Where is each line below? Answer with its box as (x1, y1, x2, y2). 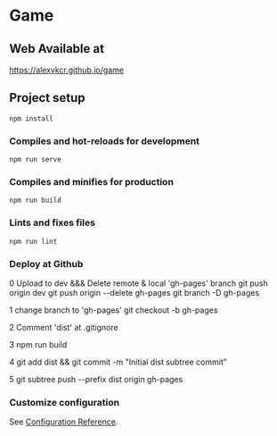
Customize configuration (9, 396, 120, 408)
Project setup (9, 90, 86, 105)
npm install (9, 113, 53, 123)
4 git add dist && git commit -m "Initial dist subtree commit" (9, 356, 227, 367)
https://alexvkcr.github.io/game (9, 64, 125, 75)
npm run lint (9, 237, 58, 246)
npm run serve (9, 155, 62, 164)
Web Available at (9, 41, 105, 56)
